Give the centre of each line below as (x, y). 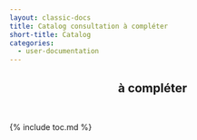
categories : (32, 43)
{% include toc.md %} (51, 126)
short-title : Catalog (50, 34)
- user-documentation (59, 51)
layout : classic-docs (50, 18)
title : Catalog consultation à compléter (89, 26)
